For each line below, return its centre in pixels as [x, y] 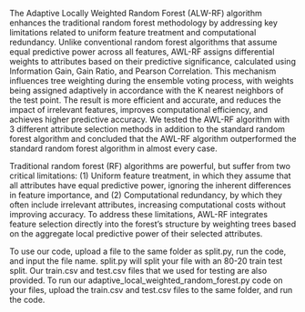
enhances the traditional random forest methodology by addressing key [143, 23]
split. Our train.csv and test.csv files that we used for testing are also [138, 271]
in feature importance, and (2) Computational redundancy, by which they [146, 195]
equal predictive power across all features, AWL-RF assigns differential [142, 52]
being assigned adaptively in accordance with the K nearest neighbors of [147, 91]
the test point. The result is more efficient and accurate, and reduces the [145, 100]
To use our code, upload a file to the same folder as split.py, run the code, [148, 251]
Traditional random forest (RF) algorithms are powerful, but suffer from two [150, 166]
